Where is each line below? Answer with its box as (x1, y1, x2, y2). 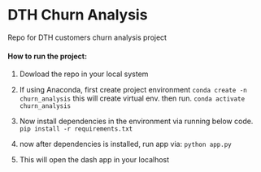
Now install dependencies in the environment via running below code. (19, 116, 254, 127)
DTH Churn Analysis (7, 6, 148, 24)
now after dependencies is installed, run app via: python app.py (19, 140, 233, 149)
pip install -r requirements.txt (19, 125, 133, 133)
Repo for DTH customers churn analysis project (7, 32, 167, 42)
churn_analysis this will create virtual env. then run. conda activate (19, 93, 246, 103)
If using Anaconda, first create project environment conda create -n (19, 85, 247, 95)
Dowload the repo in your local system (19, 69, 149, 79)
